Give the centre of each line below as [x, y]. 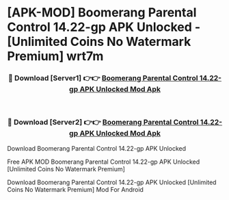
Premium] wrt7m [55, 57]
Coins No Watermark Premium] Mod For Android [75, 189]
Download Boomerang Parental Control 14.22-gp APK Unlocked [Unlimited [112, 182]
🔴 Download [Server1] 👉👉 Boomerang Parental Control [103, 78]
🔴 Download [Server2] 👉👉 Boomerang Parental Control [103, 123]
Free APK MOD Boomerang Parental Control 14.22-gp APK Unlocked [104, 162]
